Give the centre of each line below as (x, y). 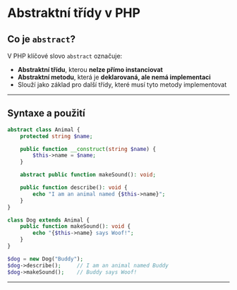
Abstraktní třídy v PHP (74, 13)
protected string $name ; (56, 136)
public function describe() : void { (74, 188)
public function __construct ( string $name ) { (88, 149)
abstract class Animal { (44, 129)
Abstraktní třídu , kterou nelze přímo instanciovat (90, 70)
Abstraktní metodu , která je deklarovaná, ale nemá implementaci (114, 77)
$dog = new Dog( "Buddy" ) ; (45, 259)
